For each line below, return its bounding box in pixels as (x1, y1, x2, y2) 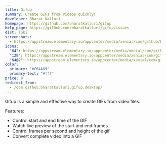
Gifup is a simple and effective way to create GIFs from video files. (5, 98, 141, 104)
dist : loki (5, 30, 28, 35)
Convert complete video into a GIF (12, 133, 83, 139)
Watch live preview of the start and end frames (12, 122, 108, 128)
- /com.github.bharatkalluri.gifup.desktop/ (9, 85, 103, 90)
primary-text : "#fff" (9, 71, 54, 76)
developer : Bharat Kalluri (5, 16, 61, 21)
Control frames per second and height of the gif (12, 128, 110, 134)
